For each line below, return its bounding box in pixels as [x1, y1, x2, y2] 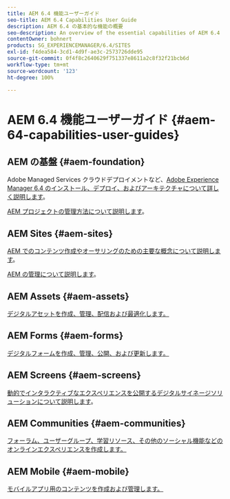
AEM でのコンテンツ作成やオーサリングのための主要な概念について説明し [7, 247, 215, 255]
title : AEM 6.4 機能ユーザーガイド [7, 10, 100, 17]
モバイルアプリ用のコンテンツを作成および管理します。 [7, 485, 164, 493]
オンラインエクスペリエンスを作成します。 [7, 445, 127, 454]
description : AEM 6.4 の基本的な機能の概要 [7, 23, 124, 30]
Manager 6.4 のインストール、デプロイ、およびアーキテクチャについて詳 [7, 184, 213, 193]
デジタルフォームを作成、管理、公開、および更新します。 [7, 349, 169, 357]
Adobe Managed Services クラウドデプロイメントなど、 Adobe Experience [7, 176, 219, 184]
